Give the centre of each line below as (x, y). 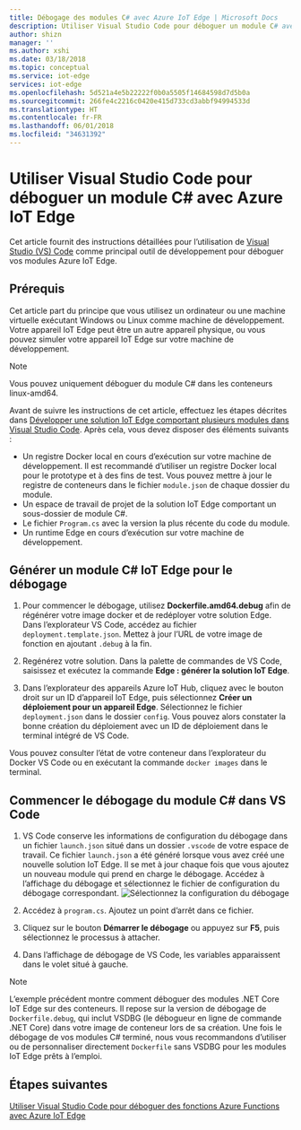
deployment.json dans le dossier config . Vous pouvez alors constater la (154, 717)
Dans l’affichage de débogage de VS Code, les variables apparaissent (151, 955)
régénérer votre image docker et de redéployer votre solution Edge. (147, 615)
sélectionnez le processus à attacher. (91, 937)
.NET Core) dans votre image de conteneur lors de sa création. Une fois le (146, 1028)
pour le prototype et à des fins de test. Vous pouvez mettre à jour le (147, 475)
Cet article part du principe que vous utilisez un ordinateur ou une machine (147, 310)
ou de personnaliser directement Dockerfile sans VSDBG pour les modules (148, 1047)
